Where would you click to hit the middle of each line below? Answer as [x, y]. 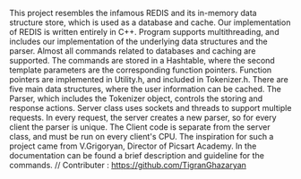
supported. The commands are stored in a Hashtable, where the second [142, 60]
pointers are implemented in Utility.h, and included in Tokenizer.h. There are [149, 79]
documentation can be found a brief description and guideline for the [137, 155]
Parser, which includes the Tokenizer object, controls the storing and [136, 98]
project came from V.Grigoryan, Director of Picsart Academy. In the [133, 146]
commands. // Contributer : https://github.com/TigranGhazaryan [128, 165]
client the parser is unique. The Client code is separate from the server [140, 127]
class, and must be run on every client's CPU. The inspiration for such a [142, 136]
